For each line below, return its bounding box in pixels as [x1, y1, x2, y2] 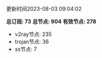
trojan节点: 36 [14, 38, 49, 45]
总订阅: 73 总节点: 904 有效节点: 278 [6, 18, 97, 25]
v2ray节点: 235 [14, 30, 52, 38]
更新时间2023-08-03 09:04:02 [6, 5, 82, 12]
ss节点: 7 [14, 45, 37, 53]
